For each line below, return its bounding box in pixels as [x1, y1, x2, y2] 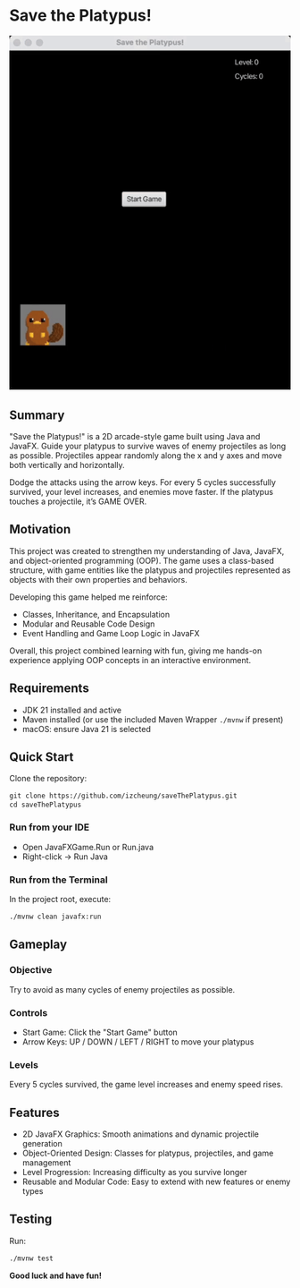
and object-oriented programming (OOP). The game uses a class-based [9, 555, 274, 566]
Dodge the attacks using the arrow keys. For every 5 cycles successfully [9, 477, 277, 488]
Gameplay [9, 937, 68, 952]
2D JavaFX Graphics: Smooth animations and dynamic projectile [21, 1129, 260, 1139]
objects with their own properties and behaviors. [9, 574, 187, 584]
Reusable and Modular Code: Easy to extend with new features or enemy [21, 1176, 291, 1187]
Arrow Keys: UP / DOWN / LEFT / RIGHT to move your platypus [21, 1036, 254, 1047]
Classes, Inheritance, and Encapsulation [21, 609, 171, 619]
